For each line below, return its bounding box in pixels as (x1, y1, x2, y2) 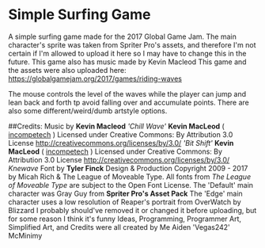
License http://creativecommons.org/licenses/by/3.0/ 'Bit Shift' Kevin (8, 138, 234, 147)
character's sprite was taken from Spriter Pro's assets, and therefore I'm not (8, 40, 256, 49)
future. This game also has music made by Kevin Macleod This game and (8, 57, 247, 67)
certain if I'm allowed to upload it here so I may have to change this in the (8, 48, 247, 58)
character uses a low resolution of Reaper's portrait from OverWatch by (8, 196, 241, 207)
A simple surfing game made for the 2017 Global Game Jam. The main (8, 32, 237, 41)
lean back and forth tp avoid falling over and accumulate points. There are (8, 97, 249, 107)
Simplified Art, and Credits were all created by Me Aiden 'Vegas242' (8, 222, 231, 231)
